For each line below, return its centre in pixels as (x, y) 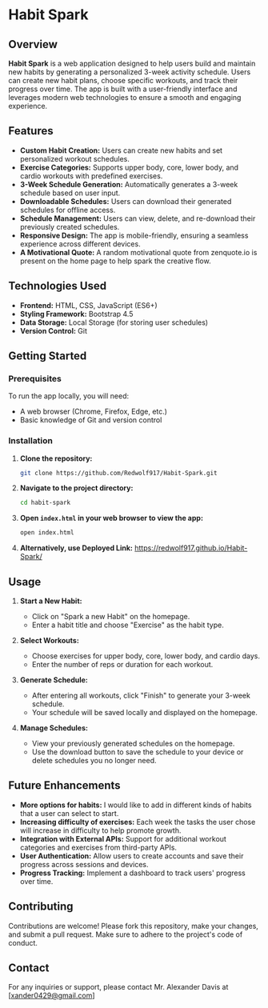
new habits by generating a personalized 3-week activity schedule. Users (130, 72)
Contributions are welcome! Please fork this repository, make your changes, (133, 926)
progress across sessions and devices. (84, 864)
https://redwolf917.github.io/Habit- (191, 548)
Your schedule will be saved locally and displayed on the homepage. (144, 713)
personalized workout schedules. (74, 158)
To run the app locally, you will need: (69, 396)
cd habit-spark (45, 503)
